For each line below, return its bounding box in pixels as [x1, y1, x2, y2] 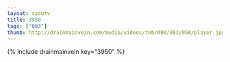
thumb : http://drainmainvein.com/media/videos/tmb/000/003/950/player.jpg [7, 29, 225, 36]
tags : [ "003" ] [7, 22, 48, 29]
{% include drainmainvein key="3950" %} [7, 48, 125, 56]
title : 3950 [7, 16, 41, 23]
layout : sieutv [7, 10, 51, 17]
